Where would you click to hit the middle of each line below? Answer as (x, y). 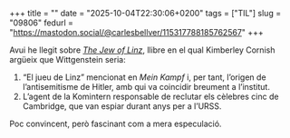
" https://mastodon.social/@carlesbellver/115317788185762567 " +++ (137, 32)
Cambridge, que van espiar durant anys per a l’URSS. (122, 106)
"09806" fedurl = (42, 23)
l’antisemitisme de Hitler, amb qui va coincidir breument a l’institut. (146, 87)
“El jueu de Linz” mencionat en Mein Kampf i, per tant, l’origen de (144, 77)
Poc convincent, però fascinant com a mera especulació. (116, 123)
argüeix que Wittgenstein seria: (68, 59)
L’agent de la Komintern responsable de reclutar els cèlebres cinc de (150, 96)
